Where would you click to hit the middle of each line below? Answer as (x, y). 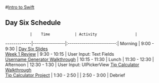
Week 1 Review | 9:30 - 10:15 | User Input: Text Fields (60, 54)
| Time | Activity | (83, 34)
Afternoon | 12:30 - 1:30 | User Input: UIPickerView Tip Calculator (72, 65)
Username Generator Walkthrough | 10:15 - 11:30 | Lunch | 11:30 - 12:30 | (79, 59)
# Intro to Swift (20, 7)
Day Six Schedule (33, 23)
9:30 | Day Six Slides (27, 49)
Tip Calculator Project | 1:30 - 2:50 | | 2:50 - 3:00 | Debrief (65, 75)
